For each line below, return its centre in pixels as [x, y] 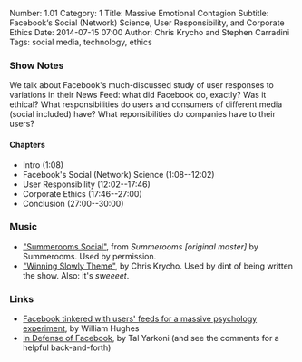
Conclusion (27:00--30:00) [73, 203]
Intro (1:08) [43, 165]
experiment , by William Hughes [81, 328]
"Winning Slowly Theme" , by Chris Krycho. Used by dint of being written [157, 266]
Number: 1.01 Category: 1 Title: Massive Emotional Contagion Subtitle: [139, 13]
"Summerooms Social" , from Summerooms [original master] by [140, 246]
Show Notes [37, 65]
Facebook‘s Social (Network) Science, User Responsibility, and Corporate [147, 23]
